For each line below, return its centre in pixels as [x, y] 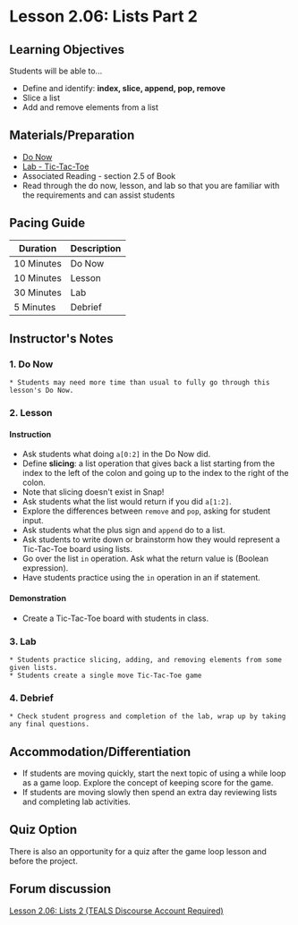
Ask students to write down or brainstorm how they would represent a [151, 539]
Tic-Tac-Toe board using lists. [77, 549]
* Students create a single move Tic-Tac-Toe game [106, 675]
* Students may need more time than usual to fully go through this [140, 383]
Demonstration [38, 598]
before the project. [44, 861]
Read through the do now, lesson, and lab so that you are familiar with [151, 185]
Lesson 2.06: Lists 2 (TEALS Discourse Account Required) [116, 911]
